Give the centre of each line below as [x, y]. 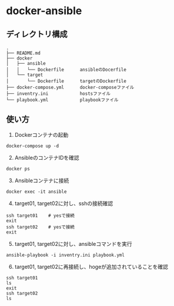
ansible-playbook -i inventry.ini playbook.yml [66, 255]
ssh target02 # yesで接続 [41, 227]
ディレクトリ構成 [37, 34]
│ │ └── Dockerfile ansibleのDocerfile [66, 70]
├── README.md [24, 53]
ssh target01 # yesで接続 [41, 215]
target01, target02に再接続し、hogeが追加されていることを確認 [91, 266]
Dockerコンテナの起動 [41, 134]
